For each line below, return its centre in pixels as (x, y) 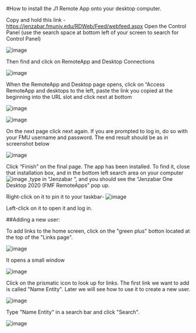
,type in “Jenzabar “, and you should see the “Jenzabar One (101, 179)
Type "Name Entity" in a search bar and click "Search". (73, 312)
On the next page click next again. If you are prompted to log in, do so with (97, 131)
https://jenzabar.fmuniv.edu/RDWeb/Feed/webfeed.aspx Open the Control (96, 26)
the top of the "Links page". (40, 237)
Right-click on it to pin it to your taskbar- (55, 197)
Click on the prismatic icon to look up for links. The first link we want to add (98, 283)
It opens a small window (35, 260)
